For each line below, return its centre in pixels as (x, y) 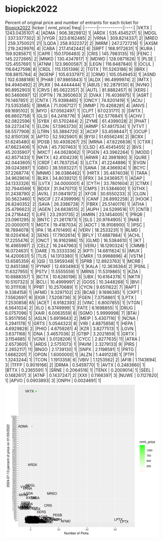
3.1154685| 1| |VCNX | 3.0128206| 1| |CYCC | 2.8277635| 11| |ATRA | (72, 339)
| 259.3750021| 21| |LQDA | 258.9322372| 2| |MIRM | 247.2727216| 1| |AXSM (81, 43)
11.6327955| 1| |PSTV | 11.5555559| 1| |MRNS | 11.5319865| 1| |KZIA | (73, 271)
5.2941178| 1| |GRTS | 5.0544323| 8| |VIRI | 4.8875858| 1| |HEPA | (71, 323)
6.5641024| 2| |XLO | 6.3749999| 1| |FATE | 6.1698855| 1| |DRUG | (70, 308)
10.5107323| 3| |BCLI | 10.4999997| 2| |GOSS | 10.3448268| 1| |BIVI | (74, 282)
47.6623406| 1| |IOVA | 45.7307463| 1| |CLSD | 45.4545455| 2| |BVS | (75, 147)
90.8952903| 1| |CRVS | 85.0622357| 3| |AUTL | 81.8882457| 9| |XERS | (77, 90)
